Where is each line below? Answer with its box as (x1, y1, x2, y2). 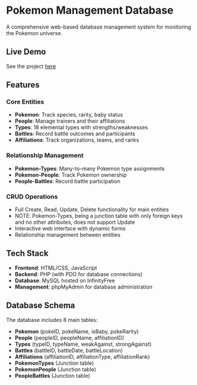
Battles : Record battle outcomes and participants (14, 130, 135, 137)
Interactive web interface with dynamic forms (14, 225, 126, 232)
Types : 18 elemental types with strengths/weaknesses (14, 124, 148, 131)
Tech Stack (6, 248, 49, 259)
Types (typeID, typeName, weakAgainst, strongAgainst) (14, 340, 152, 348)
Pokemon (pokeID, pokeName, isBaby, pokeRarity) (14, 328, 139, 335)
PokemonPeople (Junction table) (14, 365, 97, 373)
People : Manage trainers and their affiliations (14, 117, 126, 125)
